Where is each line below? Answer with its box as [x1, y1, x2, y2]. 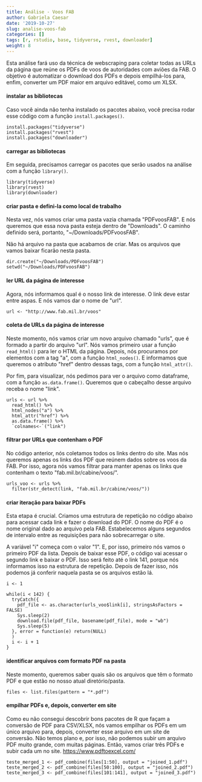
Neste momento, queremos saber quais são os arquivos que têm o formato [6, 670, 194, 678]
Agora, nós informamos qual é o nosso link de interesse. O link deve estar [6, 290, 190, 298]
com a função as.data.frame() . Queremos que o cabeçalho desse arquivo [6, 378, 192, 386]
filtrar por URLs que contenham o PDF [6, 436, 103, 443]
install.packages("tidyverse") [6, 124, 85, 130]
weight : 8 [6, 43, 31, 49]
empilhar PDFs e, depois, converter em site [6, 701, 117, 709]
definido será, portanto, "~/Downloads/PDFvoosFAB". [6, 229, 140, 236]
